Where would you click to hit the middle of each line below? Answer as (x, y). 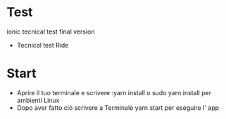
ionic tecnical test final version (51, 31)
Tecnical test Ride (43, 45)
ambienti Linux (38, 100)
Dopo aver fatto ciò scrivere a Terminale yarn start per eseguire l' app (118, 107)
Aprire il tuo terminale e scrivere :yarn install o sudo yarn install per (114, 92)
